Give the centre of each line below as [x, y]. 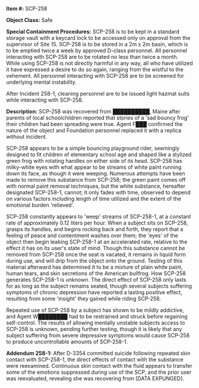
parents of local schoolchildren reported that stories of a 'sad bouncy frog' [97, 118]
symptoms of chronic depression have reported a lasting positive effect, [94, 292]
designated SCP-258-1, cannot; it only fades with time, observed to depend [99, 192]
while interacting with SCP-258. [45, 100]
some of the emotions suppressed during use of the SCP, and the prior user [99, 372]
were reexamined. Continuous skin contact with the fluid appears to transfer [99, 366]
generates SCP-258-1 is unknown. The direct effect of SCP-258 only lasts [96, 280]
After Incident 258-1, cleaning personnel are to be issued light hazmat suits [98, 94]
